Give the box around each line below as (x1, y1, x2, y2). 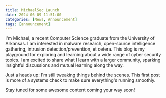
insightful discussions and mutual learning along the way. (5, 62, 124, 68)
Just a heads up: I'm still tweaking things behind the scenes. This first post (5, 72, 160, 78)
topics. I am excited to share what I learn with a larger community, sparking (5, 57, 161, 63)
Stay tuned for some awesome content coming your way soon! (5, 87, 135, 93)
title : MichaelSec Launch (5, 7, 59, 13)
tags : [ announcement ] (5, 21, 51, 27)
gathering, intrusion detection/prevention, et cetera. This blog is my (5, 46, 145, 52)
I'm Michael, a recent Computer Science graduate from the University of (5, 35, 155, 41)
